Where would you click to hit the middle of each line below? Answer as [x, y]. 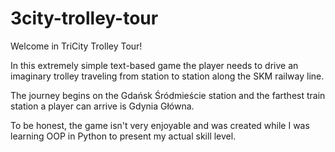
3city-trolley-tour [84, 18]
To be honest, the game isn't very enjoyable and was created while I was [160, 125]
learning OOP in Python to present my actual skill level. [123, 136]
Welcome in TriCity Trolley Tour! [76, 46]
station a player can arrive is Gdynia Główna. [102, 106]
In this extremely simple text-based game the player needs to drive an [154, 65]
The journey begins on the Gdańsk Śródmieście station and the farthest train [168, 95]
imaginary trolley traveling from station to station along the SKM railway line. [167, 76]
